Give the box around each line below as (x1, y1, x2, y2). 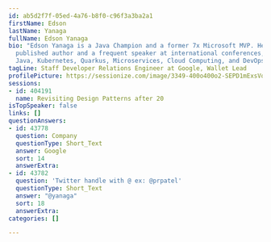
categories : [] (8, 215, 60, 223)
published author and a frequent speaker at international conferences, (15, 49, 265, 57)
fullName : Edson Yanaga (8, 34, 89, 43)
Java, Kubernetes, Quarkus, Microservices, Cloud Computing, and (15, 57, 240, 65)
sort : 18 (15, 199, 45, 207)
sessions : (8, 79, 42, 87)
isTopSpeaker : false (8, 102, 78, 110)
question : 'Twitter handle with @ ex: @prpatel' (15, 177, 182, 186)
